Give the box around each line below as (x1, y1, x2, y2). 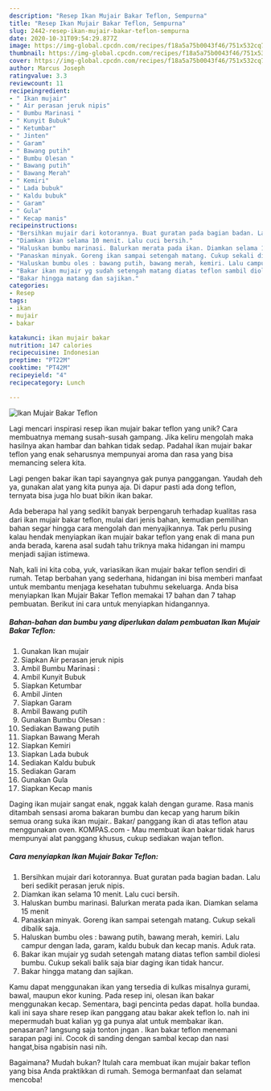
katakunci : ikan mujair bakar (9, 334, 111, 342)
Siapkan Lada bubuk (20, 749, 89, 759)
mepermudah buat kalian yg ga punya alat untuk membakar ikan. (9, 1016, 224, 1026)
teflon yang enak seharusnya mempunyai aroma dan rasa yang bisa (9, 449, 234, 459)
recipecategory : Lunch (9, 378, 85, 387)
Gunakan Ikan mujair (20, 646, 89, 656)
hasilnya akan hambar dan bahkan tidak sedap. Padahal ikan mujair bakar (9, 440, 253, 450)
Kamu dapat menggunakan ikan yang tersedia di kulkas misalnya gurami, (9, 981, 251, 992)
